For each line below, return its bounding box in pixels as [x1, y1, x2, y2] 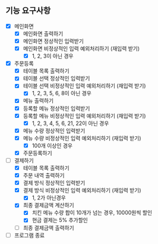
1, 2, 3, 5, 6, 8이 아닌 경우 [31, 90, 91, 97]
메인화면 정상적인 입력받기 [23, 37, 84, 45]
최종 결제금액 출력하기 [23, 224, 75, 231]
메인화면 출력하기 [23, 30, 64, 37]
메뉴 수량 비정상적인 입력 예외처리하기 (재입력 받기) [23, 134, 141, 142]
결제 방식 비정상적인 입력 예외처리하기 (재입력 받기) [23, 187, 141, 194]
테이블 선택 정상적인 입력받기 [23, 75, 90, 82]
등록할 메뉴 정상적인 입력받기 [23, 105, 90, 112]
